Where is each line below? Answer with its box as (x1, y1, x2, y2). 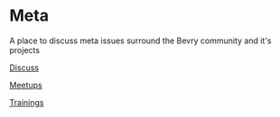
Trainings (9, 96, 44, 108)
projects (9, 44, 41, 55)
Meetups (9, 79, 42, 90)
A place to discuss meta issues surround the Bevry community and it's (9, 35, 272, 46)
